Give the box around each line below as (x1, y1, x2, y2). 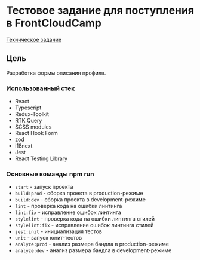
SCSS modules (14, 123, 52, 130)
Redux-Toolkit (14, 111, 50, 118)
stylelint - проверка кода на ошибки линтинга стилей (14, 215, 155, 222)
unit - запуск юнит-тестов (14, 234, 82, 241)
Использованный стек (6, 84, 75, 93)
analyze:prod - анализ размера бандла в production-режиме (14, 240, 169, 248)
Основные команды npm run (6, 170, 94, 178)
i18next (14, 142, 33, 149)
